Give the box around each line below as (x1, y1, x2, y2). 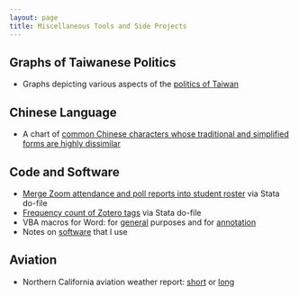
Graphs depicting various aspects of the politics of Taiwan (22, 78, 240, 90)
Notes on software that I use (22, 226, 128, 237)
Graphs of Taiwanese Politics (9, 55, 177, 70)
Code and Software (9, 164, 120, 180)
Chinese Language (9, 104, 117, 120)
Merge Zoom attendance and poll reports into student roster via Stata (22, 188, 280, 199)
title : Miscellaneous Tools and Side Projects (9, 22, 187, 31)
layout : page (9, 13, 59, 22)
